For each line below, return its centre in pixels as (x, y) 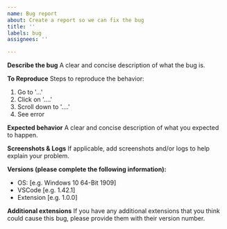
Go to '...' (30, 92)
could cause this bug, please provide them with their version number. (106, 219)
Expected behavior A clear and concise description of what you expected (113, 128)
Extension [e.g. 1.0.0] (47, 198)
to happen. (23, 135)
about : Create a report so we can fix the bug (76, 20)
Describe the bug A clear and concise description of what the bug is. (106, 65)
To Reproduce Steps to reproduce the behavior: (76, 79)
